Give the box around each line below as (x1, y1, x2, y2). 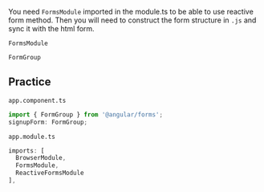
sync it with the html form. (8, 24, 95, 33)
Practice (8, 76, 51, 89)
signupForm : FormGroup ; (8, 118, 88, 126)
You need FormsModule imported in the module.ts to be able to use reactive (8, 7, 254, 16)
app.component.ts (8, 96, 67, 104)
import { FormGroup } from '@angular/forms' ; (8, 110, 163, 119)
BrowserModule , (15, 154, 67, 162)
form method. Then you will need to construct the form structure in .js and (8, 15, 257, 25)
